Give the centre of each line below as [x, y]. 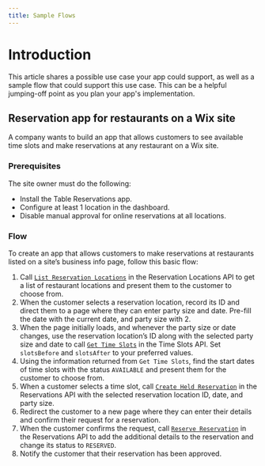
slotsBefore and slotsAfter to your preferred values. [106, 352]
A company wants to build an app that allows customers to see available [126, 137]
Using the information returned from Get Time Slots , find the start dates [137, 361]
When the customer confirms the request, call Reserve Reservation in [133, 428]
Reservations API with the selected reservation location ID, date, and [131, 394]
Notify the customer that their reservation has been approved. [121, 453]
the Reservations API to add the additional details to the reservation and [136, 437]
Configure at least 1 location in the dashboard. [95, 207]
